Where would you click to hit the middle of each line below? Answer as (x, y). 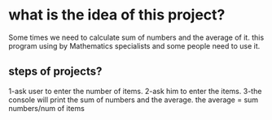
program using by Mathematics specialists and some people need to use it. (134, 45)
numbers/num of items (47, 108)
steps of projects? (55, 72)
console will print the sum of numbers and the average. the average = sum (134, 100)
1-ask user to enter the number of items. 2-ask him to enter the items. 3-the (135, 91)
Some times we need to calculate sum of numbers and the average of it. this (136, 37)
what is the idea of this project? (117, 15)
